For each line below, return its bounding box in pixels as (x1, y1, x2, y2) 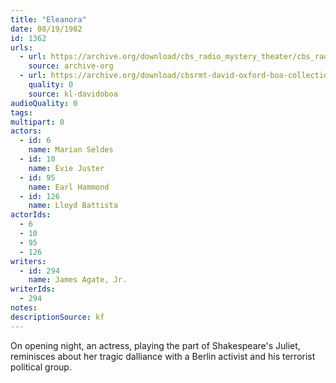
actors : (10, 126, 43, 136)
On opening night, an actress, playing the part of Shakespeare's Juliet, (10, 339, 301, 351)
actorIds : (10, 210, 52, 220)
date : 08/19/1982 (10, 24, 83, 34)
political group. (10, 361, 72, 373)
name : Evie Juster (28, 163, 105, 173)
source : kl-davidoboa (28, 89, 118, 99)
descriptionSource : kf (10, 312, 105, 322)
